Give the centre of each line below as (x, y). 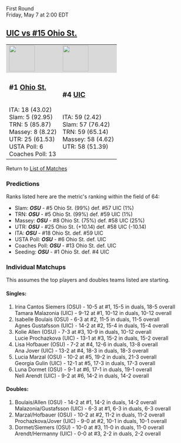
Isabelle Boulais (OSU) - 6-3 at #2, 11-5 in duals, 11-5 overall (87, 319)
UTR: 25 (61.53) (32, 139)
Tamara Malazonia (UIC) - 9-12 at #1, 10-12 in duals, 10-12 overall (93, 313)
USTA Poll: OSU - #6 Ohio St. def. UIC (61, 239)
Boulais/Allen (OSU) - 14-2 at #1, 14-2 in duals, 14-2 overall (86, 402)
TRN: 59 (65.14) (86, 132)
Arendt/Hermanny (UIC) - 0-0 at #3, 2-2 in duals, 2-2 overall (88, 434)
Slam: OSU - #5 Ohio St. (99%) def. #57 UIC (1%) (74, 208)
